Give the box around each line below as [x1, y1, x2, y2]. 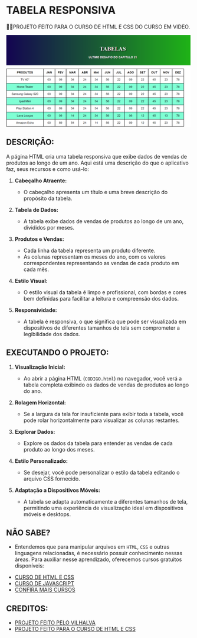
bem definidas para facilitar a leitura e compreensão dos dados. [23, 295, 179, 302]
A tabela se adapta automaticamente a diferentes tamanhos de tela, [23, 498, 188, 505]
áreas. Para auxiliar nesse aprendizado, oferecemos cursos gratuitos [14, 556, 182, 563]
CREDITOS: [6, 603, 48, 613]
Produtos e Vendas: [14, 235, 64, 243]
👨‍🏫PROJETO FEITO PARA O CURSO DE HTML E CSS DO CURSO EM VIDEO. [6, 23, 191, 30]
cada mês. [23, 266, 49, 273]
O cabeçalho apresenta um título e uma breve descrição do [23, 188, 168, 195]
